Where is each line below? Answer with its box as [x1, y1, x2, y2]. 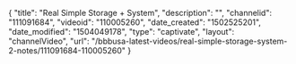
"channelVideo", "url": [8, 36, 91, 46]
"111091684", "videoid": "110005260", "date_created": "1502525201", [8, 17, 262, 28]
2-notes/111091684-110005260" [8, 45, 126, 56]
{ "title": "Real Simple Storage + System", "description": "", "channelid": [8, 8, 273, 18]
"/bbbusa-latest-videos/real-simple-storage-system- [91, 36, 288, 46]
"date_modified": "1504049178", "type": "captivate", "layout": [8, 27, 235, 36]
